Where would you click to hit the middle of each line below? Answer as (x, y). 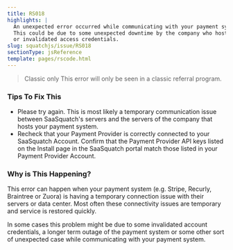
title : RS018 (26, 14)
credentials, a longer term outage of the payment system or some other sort (116, 232)
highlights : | (28, 20)
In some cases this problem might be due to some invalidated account (107, 225)
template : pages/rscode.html (49, 59)
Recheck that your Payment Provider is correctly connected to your (113, 134)
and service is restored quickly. (52, 211)
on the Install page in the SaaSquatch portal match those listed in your (118, 149)
